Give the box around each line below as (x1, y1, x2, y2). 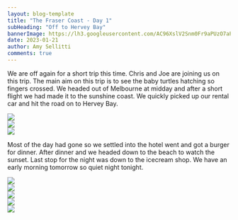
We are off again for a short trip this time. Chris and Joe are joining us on (7, 69, 220, 78)
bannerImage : (7, 30, 46, 37)
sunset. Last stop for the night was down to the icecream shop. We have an (7, 155, 228, 163)
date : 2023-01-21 (7, 37, 59, 44)
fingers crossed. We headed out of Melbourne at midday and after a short (7, 84, 223, 93)
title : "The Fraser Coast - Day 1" (7, 17, 113, 24)
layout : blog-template (7, 10, 74, 18)
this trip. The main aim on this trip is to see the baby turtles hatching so (7, 76, 215, 85)
